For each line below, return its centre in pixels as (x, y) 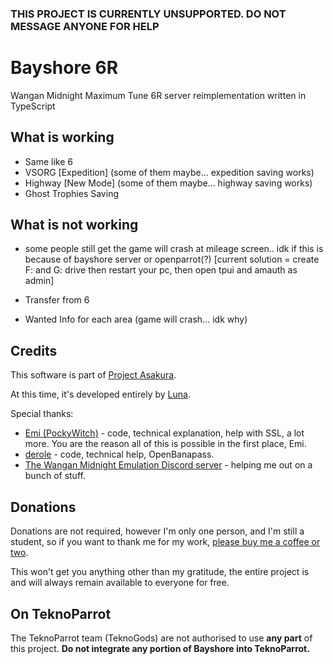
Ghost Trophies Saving (71, 193)
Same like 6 (48, 161)
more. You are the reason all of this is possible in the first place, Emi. (165, 444)
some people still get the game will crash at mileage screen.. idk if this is (174, 249)
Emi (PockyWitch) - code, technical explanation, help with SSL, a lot (164, 433)
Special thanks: (42, 414)
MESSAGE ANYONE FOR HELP (85, 26)
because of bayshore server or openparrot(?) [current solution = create (172, 259)
